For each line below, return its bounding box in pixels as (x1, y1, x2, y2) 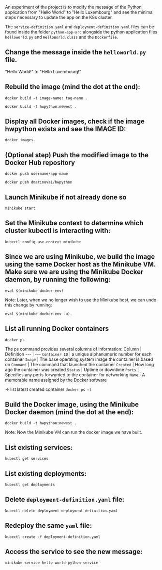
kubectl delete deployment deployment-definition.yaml (5, 508, 118, 513)
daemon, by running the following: (5, 275, 111, 284)
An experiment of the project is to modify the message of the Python (5, 4, 142, 10)
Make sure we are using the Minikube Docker (5, 268, 144, 276)
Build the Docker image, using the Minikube (5, 400, 139, 408)
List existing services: (5, 443, 73, 452)
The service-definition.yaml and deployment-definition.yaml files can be (5, 24, 155, 30)
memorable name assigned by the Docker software (5, 377, 107, 383)
